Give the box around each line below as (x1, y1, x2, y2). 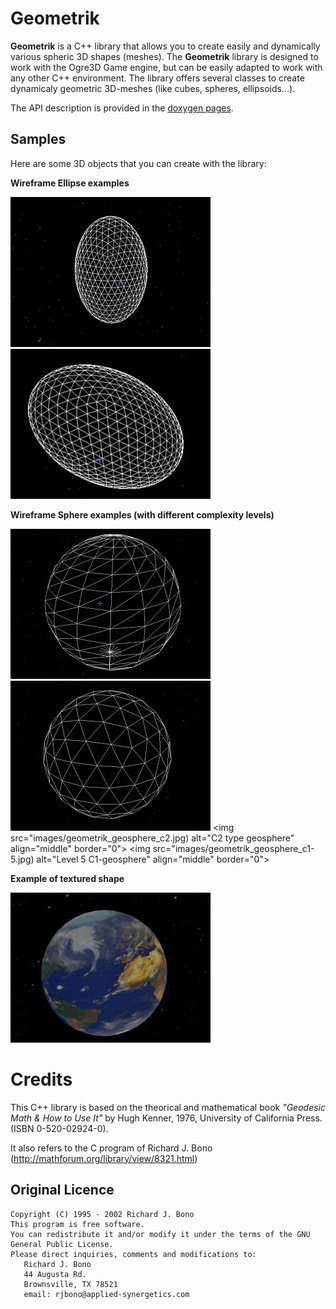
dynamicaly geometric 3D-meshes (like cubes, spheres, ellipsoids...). (10, 82, 296, 94)
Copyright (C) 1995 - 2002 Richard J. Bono (10, 1209, 195, 1219)
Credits (10, 1068, 73, 1091)
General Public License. (10, 1239, 114, 1249)
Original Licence (10, 1182, 115, 1199)
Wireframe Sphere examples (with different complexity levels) (10, 508, 275, 521)
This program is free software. (10, 1219, 145, 1229)
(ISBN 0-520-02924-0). (10, 1122, 109, 1134)
